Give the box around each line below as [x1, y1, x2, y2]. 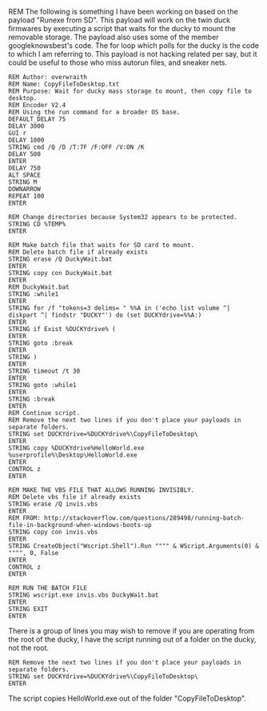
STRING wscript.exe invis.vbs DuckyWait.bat [8, 591, 159, 599]
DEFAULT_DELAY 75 [8, 115, 66, 123]
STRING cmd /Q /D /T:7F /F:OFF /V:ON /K [8, 143, 145, 151]
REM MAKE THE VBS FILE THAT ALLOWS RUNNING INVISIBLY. [8, 486, 195, 494]
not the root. [8, 643, 50, 653]
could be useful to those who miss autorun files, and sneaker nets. [8, 58, 228, 67]
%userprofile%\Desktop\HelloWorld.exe [8, 451, 137, 459]
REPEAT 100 [8, 192, 45, 200]
